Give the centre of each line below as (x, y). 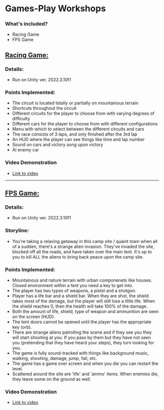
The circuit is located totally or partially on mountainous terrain (75, 103)
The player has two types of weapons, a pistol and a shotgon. (74, 291)
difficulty (21, 119)
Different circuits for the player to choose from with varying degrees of (83, 114)
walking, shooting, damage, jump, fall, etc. (55, 359)
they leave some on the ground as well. (51, 379)
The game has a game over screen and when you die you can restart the (85, 363)
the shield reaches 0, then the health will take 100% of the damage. (80, 306)
